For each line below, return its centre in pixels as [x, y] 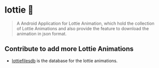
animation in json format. [42, 34]
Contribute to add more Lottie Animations [69, 49]
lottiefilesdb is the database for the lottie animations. [65, 61]
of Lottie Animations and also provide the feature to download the [83, 28]
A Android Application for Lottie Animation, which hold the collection [85, 23]
